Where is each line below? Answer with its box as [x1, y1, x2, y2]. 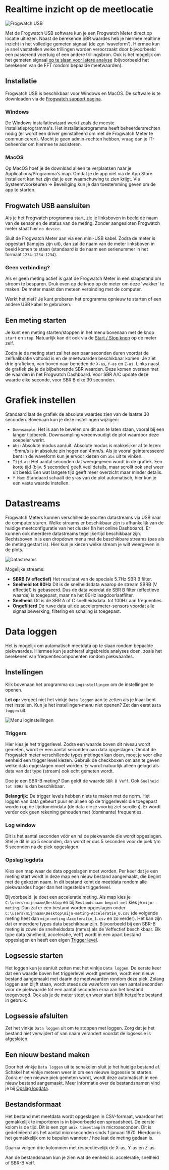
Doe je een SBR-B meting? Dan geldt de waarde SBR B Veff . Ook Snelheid [5, 778, 159, 784]
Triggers [5, 729, 27, 737]
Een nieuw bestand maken [5, 1050, 90, 1059]
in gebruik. [5, 997, 28, 1003]
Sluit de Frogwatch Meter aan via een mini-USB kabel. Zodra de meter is [5, 235, 155, 241]
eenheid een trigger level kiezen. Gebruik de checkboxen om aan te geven [5, 757, 160, 763]
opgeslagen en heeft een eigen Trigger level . [5, 937, 98, 943]
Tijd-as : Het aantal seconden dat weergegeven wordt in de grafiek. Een [12, 459, 162, 465]
